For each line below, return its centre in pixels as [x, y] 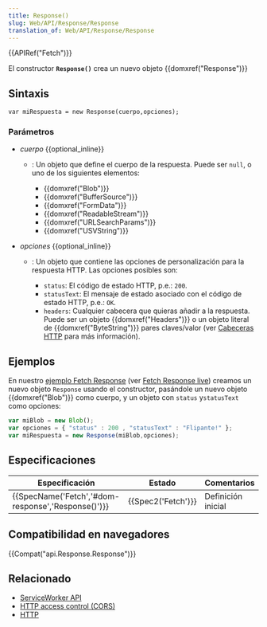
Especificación [66, 483]
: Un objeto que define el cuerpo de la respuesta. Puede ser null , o [141, 165]
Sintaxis [29, 94]
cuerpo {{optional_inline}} [62, 149]
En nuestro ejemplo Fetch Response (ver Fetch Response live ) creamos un [130, 381]
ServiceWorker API [50, 598]
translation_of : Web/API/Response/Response [81, 30]
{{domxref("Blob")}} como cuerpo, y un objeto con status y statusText [124, 398]
